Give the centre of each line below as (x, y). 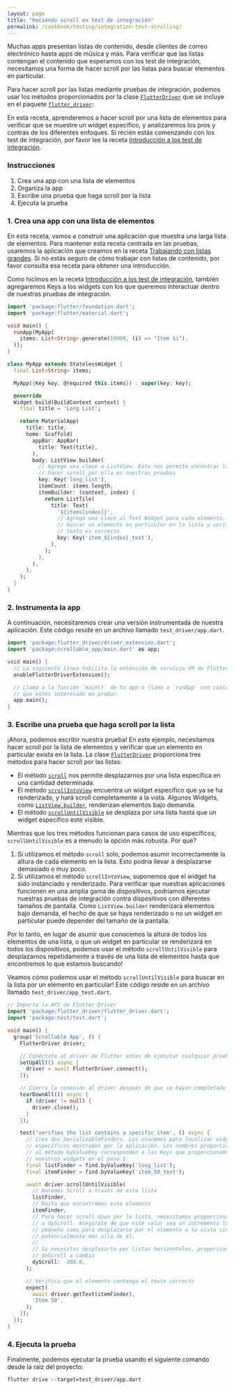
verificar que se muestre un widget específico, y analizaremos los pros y (111, 125)
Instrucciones (31, 166)
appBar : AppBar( (56, 440)
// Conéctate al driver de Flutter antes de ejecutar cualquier (115, 1056)
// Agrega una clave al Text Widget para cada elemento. (141, 518)
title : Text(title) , (68, 447)
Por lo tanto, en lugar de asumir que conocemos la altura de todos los (107, 935)
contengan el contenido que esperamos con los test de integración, (104, 61)
